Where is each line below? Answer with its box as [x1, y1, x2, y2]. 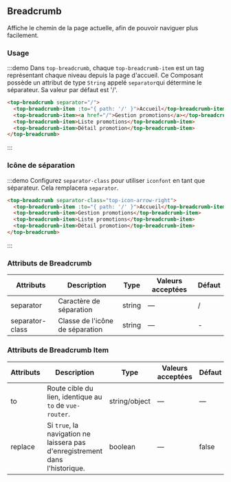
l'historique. [47, 463, 85, 473]
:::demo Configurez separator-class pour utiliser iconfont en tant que [7, 176, 205, 184]
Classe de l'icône [58, 316, 113, 326]
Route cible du [47, 383, 94, 393]
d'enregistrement [47, 446, 103, 456]
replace [10, 441, 36, 451]
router [47, 410, 69, 418]
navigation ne [47, 429, 91, 439]
